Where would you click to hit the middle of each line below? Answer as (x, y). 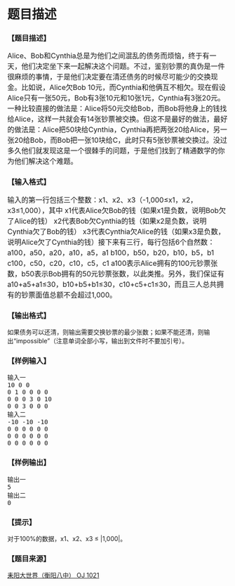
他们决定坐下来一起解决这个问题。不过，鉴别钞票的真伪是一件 (123, 66)
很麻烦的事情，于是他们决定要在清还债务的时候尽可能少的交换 (109, 77)
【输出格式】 (29, 315)
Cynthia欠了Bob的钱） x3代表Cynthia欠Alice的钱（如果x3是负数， (116, 231)
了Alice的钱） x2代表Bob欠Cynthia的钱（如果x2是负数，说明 (107, 221)
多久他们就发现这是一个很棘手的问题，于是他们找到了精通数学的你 (116, 151)
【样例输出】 (29, 463)
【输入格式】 (29, 182)
